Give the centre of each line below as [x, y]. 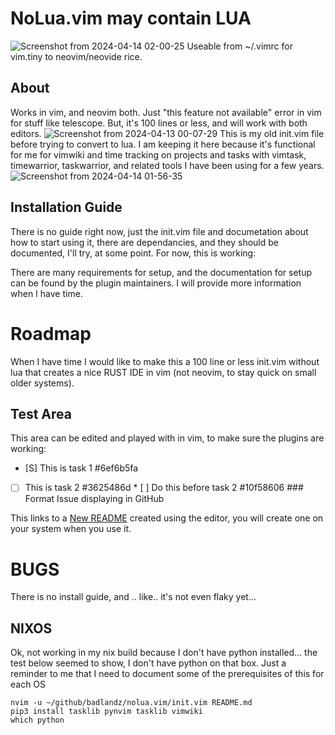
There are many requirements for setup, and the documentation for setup [161, 272]
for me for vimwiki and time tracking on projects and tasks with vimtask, [158, 154]
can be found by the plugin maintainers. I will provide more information [156, 283]
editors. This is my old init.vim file [167, 133]
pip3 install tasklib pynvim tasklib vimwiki [106, 712]
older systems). [42, 383]
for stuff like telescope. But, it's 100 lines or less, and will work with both [159, 123]
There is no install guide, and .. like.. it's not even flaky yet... [133, 597]
